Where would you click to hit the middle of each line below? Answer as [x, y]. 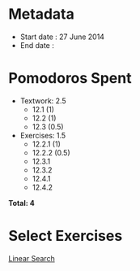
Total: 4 [21, 203]
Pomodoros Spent [70, 79]
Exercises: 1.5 [43, 135]
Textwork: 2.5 [43, 101]
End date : [37, 45]
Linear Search [32, 258]
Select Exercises [66, 236]
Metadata [41, 14]
